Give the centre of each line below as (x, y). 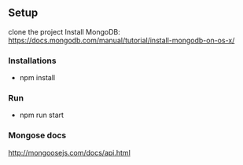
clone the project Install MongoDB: (64, 31)
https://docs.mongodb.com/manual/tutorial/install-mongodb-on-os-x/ (121, 40)
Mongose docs (37, 135)
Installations (32, 60)
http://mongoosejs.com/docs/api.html (70, 152)
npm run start (42, 115)
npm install (37, 78)
